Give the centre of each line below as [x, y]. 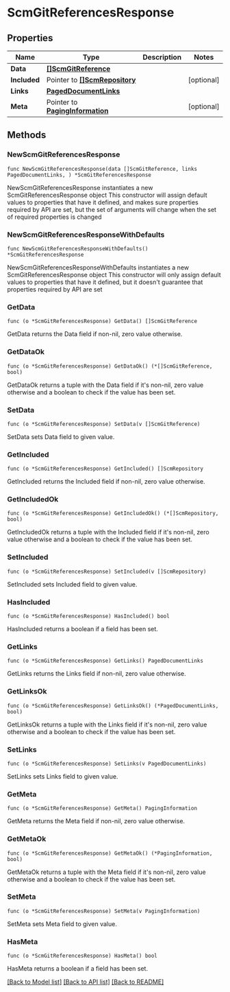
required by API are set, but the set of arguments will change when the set [112, 209]
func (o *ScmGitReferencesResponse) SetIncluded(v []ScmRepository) [107, 571]
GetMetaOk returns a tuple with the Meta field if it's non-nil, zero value [107, 872]
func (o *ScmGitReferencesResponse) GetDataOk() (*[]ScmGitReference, [110, 366]
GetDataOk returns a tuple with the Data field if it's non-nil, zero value [105, 385]
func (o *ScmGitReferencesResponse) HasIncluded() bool [88, 616]
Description [162, 57]
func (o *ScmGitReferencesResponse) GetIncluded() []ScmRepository [105, 469]
